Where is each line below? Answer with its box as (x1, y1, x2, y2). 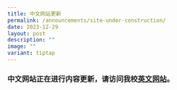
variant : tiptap (7, 50, 55, 57)
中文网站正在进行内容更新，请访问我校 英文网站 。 (7, 74, 175, 84)
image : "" (7, 43, 37, 50)
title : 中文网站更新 (7, 10, 62, 18)
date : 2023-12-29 (7, 23, 59, 30)
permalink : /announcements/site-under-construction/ (7, 17, 166, 24)
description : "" (7, 37, 55, 44)
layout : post (7, 30, 46, 37)
